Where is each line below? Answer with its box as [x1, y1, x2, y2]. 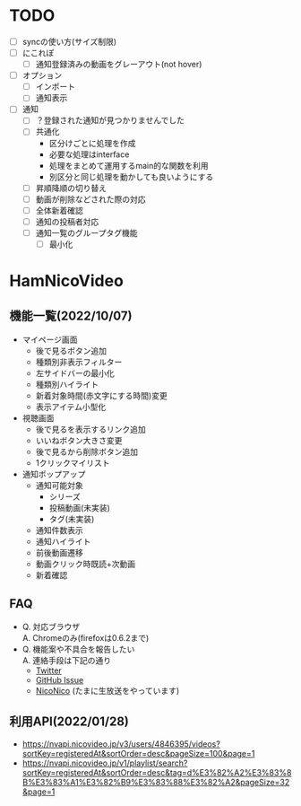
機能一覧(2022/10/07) [9, 309, 133, 324]
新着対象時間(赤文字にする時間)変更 [35, 390, 168, 400]
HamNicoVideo [9, 271, 124, 292]
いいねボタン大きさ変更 [35, 434, 123, 445]
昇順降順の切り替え [35, 182, 107, 193]
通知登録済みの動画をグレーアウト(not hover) [35, 59, 202, 70]
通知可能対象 [35, 479, 83, 490]
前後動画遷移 [35, 547, 83, 557]
